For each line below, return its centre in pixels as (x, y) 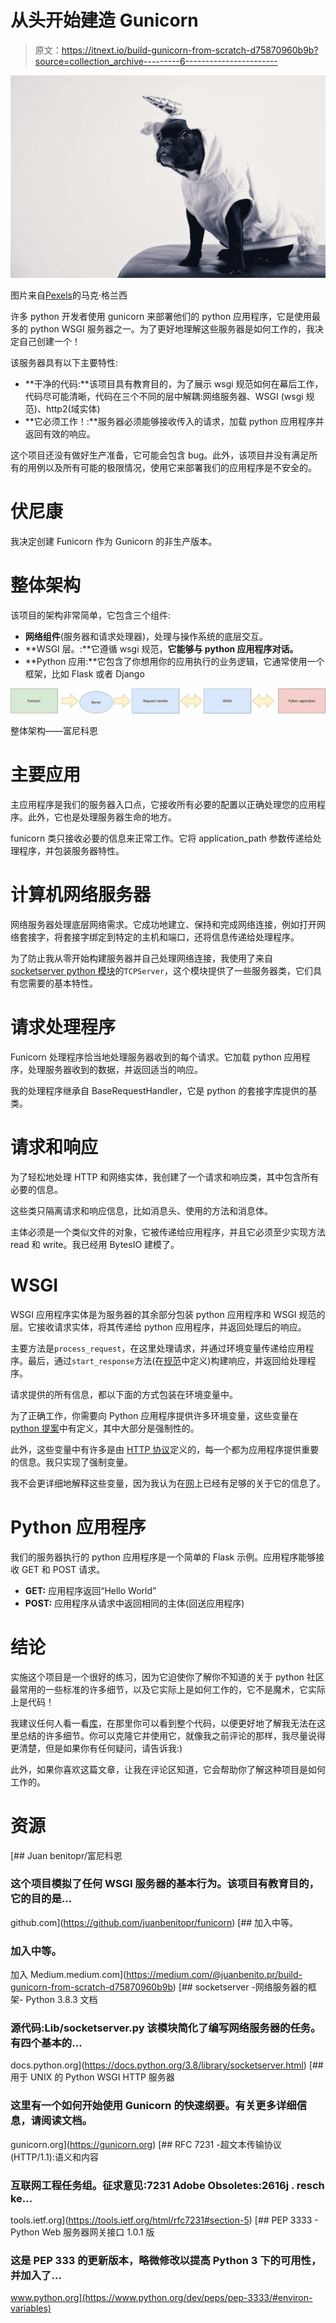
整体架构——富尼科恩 (54, 731)
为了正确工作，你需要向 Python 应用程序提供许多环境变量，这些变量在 (154, 1415)
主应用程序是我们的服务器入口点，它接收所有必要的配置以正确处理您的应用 (163, 804)
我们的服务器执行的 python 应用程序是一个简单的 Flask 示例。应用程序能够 (163, 1557)
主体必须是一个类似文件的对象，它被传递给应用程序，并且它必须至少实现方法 (168, 1232)
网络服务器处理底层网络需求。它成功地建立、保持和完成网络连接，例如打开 (163, 924)
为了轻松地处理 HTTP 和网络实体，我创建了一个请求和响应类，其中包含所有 (165, 1177)
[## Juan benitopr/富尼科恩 (66, 1855)
